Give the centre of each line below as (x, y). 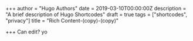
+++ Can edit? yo (26, 32)
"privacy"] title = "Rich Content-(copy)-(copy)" (62, 20)
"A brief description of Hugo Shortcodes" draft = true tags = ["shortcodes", (96, 14)
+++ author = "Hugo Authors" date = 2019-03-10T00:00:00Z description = (96, 8)
